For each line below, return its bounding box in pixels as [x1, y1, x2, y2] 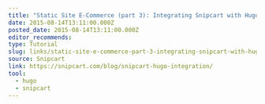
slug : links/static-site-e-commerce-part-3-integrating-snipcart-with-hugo [8, 48, 263, 56]
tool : [8, 70, 26, 77]
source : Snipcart [8, 56, 65, 63]
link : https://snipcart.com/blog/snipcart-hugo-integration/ [8, 63, 214, 70]
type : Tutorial [8, 41, 58, 48]
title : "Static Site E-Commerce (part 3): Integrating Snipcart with [8, 11, 242, 20]
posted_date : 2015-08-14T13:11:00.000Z [8, 26, 140, 34]
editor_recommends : [8, 33, 73, 41]
